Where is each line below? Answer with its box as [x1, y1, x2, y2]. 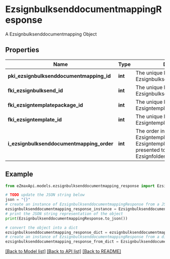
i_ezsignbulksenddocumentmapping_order [8, 140, 114, 147]
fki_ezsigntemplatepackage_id [8, 101, 83, 108]
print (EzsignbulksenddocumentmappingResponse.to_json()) [5, 216, 128, 221]
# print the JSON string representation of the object [5, 211, 123, 216]
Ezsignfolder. [136, 153, 167, 160]
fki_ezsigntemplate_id [8, 116, 62, 123]
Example [5, 170, 33, 179]
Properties [5, 46, 39, 54]
